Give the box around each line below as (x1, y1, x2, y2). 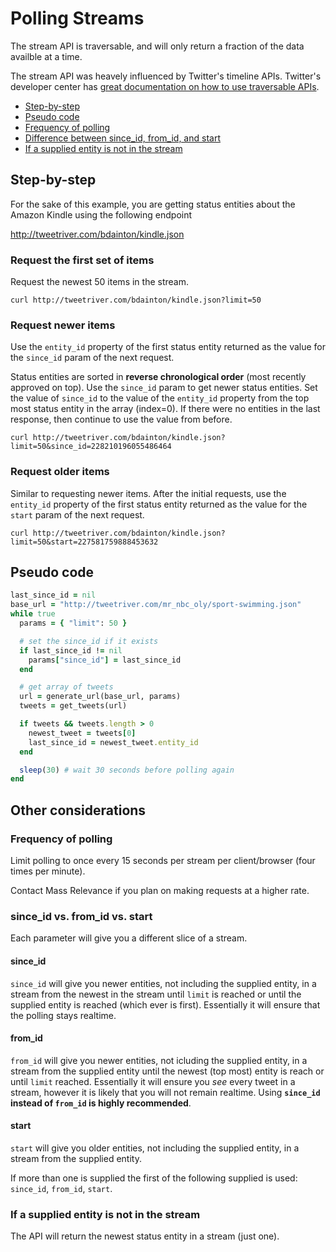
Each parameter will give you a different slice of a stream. (10, 932, 248, 944)
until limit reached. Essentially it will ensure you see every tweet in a (10, 1075, 296, 1087)
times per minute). (10, 865, 86, 877)
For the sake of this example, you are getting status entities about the (10, 198, 296, 210)
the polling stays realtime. (10, 1009, 117, 1021)
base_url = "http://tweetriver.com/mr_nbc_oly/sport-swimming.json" (10, 600, 302, 610)
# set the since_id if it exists (19, 636, 159, 646)
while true (10, 609, 56, 619)
